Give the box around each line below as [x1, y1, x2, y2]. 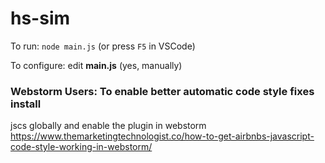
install [10, 97, 42, 111]
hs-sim [10, 7, 71, 30]
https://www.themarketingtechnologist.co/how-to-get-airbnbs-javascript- [10, 130, 315, 142]
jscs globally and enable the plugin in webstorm [10, 120, 207, 132]
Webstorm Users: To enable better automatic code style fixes [10, 84, 315, 98]
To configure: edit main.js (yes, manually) [10, 59, 183, 71]
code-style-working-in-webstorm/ [10, 141, 153, 153]
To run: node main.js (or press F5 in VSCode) [10, 40, 196, 52]
